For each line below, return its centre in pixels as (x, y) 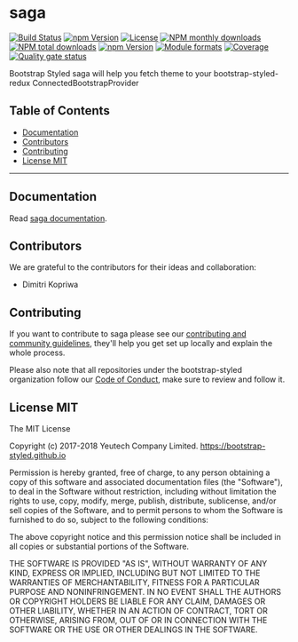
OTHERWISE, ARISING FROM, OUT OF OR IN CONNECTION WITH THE (138, 620)
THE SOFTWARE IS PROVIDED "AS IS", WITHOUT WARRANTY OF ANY (138, 563)
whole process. (37, 353)
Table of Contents (60, 111)
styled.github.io (38, 455)
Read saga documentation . (59, 218)
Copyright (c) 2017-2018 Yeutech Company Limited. (104, 446)
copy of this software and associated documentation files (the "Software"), (146, 482)
